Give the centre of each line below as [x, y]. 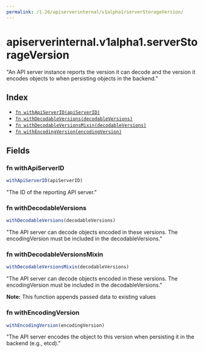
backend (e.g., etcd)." [33, 343]
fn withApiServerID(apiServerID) [58, 113]
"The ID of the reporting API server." [52, 192]
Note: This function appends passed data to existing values [81, 297]
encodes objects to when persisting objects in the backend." [82, 78]
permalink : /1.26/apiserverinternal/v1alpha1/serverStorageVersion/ [95, 12]
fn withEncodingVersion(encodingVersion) [68, 132]
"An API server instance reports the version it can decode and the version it [101, 72]
